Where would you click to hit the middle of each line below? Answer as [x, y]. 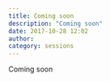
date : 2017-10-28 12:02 [49, 31]
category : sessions [41, 46]
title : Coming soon [41, 16]
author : [21, 39]
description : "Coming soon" [56, 24]
